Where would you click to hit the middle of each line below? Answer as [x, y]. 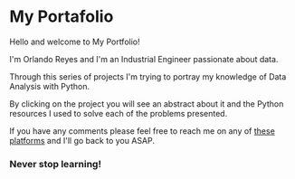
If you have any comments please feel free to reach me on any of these [143, 131]
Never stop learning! [56, 164]
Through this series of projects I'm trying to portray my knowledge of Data [148, 76]
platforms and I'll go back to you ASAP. [82, 140]
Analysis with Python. [50, 86]
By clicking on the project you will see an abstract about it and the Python [147, 104]
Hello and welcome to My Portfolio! [75, 42]
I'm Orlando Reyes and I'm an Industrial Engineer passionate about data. [144, 59]
